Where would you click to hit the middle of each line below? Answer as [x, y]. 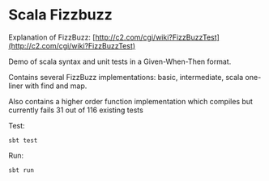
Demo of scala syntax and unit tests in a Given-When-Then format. [120, 61]
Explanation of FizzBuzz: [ [52, 37]
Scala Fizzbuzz [61, 15]
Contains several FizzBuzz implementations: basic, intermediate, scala [126, 77]
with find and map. [56, 86]
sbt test [23, 140]
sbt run [21, 170]
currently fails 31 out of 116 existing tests [76, 110]
